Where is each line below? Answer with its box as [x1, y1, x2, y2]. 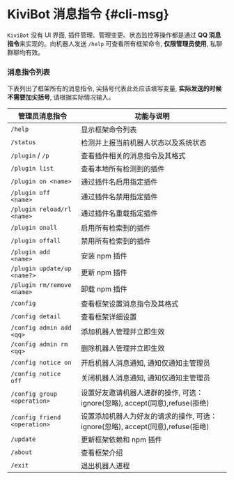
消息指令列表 [7, 67, 51, 77]
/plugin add [10, 248, 51, 256]
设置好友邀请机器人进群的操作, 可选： [81, 388, 203, 398]
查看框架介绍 [81, 448, 123, 458]
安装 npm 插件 [81, 251, 127, 261]
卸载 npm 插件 [81, 284, 127, 294]
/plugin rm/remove [10, 281, 72, 289]
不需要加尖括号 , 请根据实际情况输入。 [7, 93, 115, 102]
